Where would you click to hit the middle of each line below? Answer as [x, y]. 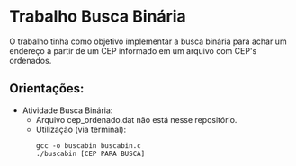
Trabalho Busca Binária [98, 17]
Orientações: [47, 88]
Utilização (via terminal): [81, 129]
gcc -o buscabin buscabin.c [88, 145]
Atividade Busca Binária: [67, 110]
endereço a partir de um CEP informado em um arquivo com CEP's [133, 50]
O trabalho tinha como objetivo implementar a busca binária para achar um [148, 41]
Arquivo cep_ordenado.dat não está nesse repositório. [136, 119]
